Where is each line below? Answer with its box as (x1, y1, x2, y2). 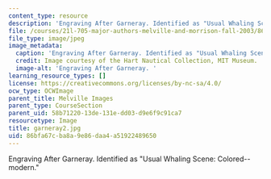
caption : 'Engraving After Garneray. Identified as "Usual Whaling (15, 49, 248, 57)
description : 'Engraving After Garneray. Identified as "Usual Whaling (8, 19, 254, 27)
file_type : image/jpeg (8, 34, 85, 43)
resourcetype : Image (8, 117, 78, 125)
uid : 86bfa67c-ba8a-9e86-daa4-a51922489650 (8, 131, 157, 139)
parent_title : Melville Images (8, 94, 114, 102)
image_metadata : (8, 42, 63, 50)
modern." (8, 162, 40, 172)
